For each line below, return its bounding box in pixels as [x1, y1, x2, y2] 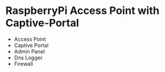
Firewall [14, 60, 33, 67]
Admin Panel [14, 48, 45, 55]
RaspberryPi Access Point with [5, 4, 160, 17]
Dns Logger [14, 54, 43, 61]
